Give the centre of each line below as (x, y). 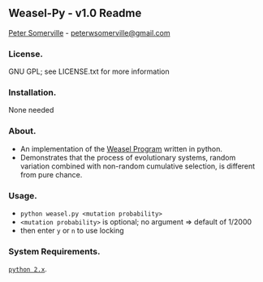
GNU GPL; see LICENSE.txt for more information (89, 71)
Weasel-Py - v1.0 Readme (75, 13)
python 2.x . (28, 269)
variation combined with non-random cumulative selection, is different (138, 166)
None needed (31, 110)
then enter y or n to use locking (72, 231)
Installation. (32, 92)
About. (22, 131)
